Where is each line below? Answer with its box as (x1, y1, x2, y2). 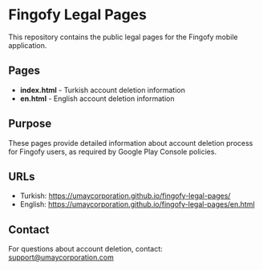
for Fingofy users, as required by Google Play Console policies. (8, 147, 217, 156)
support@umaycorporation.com (8, 252, 114, 262)
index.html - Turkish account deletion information (19, 85, 186, 95)
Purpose (8, 117, 52, 131)
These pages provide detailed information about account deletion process (8, 138, 253, 147)
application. (8, 40, 47, 50)
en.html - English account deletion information (19, 94, 175, 103)
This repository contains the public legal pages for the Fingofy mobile (8, 32, 238, 42)
